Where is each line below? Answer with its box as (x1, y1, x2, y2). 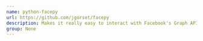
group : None (6, 25, 36, 32)
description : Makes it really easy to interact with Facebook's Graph (6, 20, 188, 26)
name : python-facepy (6, 8, 59, 15)
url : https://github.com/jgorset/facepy (6, 14, 110, 20)
